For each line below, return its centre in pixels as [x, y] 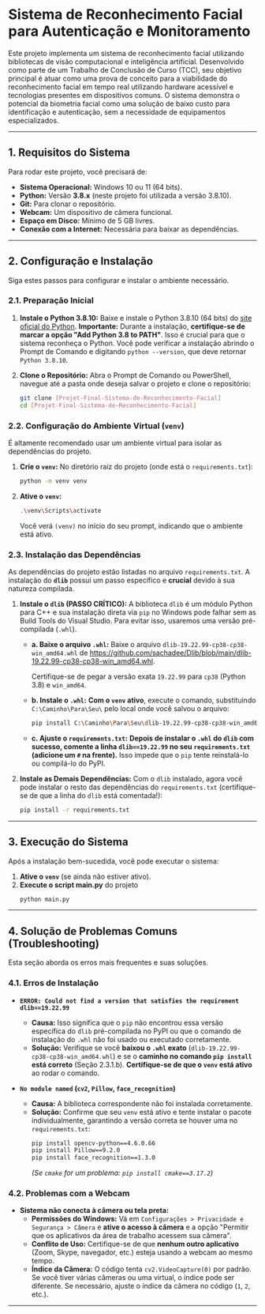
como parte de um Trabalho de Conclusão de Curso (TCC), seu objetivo [125, 70]
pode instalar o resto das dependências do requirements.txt [118, 787]
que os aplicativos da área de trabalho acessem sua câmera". [131, 1236]
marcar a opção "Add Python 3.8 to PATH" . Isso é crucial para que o [132, 334]
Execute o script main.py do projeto [79, 885]
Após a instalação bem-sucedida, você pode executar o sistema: [114, 861]
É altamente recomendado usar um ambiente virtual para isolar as [115, 442]
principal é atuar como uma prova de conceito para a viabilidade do [118, 78]
